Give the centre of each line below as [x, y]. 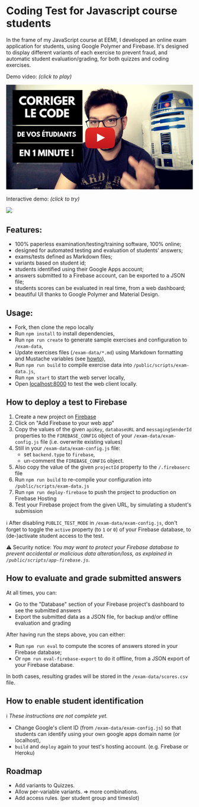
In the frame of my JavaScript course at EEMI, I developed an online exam [96, 40]
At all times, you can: [32, 592]
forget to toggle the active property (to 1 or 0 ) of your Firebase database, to [99, 529]
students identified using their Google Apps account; [79, 269]
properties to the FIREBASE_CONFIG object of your [73, 435]
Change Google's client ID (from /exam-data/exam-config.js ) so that [98, 727]
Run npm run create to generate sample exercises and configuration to [101, 340]
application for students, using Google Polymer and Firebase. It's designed [97, 46]
